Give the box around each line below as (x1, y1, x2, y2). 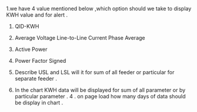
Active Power (14, 46, 47, 53)
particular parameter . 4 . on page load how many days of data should (14, 93, 186, 100)
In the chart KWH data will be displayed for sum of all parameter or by (14, 87, 186, 94)
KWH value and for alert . (6, 11, 68, 18)
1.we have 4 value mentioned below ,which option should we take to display (6, 5, 192, 12)
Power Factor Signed (14, 57, 66, 64)
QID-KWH (14, 23, 40, 30)
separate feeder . (14, 75, 58, 82)
